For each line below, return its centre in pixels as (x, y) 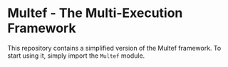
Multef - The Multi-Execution (95, 13)
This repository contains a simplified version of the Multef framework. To (114, 48)
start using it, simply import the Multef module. (76, 56)
